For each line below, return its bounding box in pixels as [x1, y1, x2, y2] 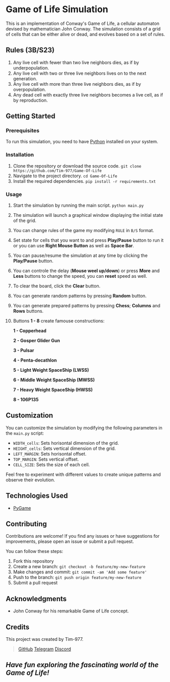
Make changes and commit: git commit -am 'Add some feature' [13, 569, 147, 575]
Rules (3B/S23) [6, 46, 55, 54]
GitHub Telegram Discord [18, 646, 71, 652]
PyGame [13, 505, 31, 511]
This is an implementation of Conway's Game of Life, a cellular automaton [6, 20, 160, 26]
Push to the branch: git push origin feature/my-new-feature [13, 574, 142, 580]
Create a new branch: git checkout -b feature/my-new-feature [13, 564, 146, 570]
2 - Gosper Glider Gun [13, 338, 60, 344]
